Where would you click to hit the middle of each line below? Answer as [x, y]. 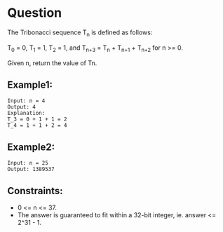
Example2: [31, 147]
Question [34, 13]
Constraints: [35, 191]
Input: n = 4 [26, 101]
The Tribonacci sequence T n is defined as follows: [80, 33]
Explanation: [26, 114]
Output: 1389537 [31, 170]
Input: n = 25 [28, 163]
